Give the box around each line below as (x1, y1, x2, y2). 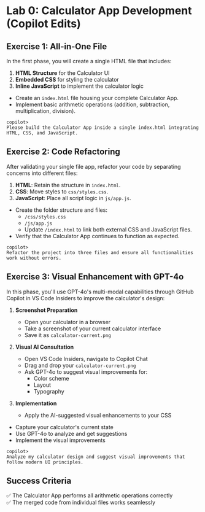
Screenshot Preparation (15, 306, 78, 314)
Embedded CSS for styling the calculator (15, 76, 120, 83)
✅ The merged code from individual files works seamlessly (6, 498, 155, 506)
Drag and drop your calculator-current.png (24, 362, 136, 369)
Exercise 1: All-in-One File (6, 41, 107, 52)
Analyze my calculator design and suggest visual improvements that (6, 454, 185, 460)
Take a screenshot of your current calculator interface (24, 325, 161, 332)
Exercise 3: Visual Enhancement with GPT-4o (6, 271, 184, 282)
